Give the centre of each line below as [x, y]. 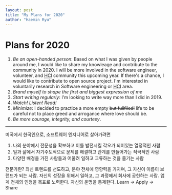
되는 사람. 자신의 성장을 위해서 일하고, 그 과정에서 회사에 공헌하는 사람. [89, 175]
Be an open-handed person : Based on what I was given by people [82, 59]
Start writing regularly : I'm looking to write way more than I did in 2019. [88, 98]
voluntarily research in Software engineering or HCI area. [73, 86]
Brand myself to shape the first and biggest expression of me [77, 92]
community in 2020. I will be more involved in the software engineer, [85, 70]
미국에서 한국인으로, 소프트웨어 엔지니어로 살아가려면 [58, 134]
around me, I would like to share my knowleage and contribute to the [85, 65]
